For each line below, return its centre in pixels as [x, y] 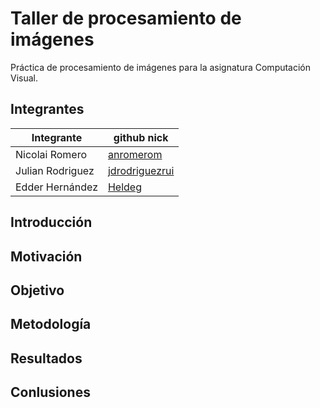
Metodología [51, 324]
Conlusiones [50, 392]
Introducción [51, 222]
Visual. [24, 78]
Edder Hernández [56, 187]
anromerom [135, 154]
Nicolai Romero [51, 154]
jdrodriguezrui [141, 170]
